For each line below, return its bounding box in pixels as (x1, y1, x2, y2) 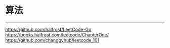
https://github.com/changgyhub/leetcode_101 (5, 37, 100, 43)
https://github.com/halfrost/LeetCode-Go (5, 26, 92, 32)
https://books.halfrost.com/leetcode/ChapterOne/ (5, 31, 109, 38)
